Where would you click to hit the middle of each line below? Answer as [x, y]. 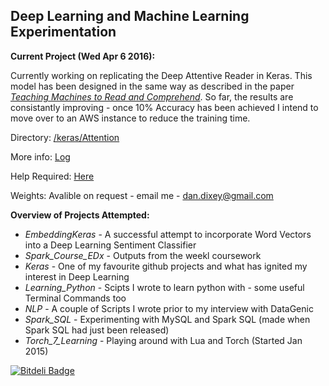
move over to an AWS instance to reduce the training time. [130, 118]
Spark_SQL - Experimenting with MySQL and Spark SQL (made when [167, 319]
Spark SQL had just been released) [97, 330]
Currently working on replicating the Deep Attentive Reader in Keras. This [161, 75]
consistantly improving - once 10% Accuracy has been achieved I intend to [164, 107]
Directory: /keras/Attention [65, 137]
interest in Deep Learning [77, 276]
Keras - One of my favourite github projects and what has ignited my [166, 266]
